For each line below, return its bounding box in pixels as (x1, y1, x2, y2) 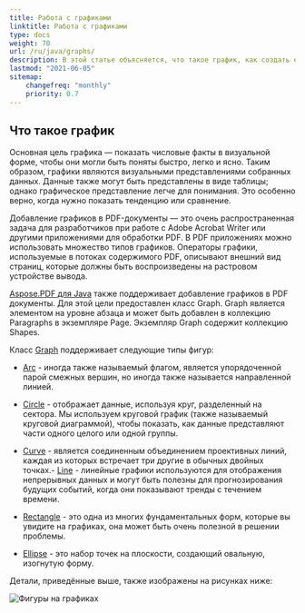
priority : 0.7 (25, 89, 79, 98)
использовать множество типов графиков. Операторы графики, (9, 242, 259, 252)
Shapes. (9, 327, 41, 338)
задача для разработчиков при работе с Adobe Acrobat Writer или (9, 222, 266, 233)
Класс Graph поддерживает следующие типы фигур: (9, 344, 215, 355)
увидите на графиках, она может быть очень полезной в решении (22, 521, 280, 532)
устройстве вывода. (9, 271, 88, 282)
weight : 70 (9, 38, 51, 48)
